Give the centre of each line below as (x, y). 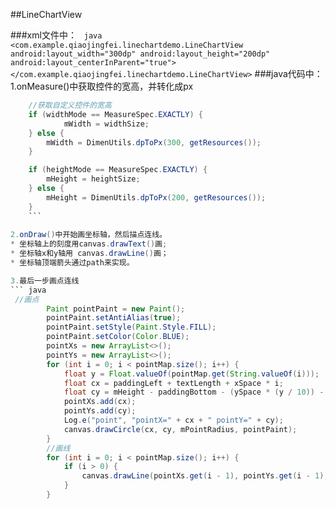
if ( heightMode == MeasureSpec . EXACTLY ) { (118, 170)
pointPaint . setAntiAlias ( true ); (114, 318)
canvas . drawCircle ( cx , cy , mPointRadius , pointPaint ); (180, 429)
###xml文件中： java (56, 35)
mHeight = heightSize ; (93, 179)
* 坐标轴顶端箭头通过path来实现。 (72, 263)
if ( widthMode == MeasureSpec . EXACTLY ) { (115, 114)
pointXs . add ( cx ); (100, 402)
